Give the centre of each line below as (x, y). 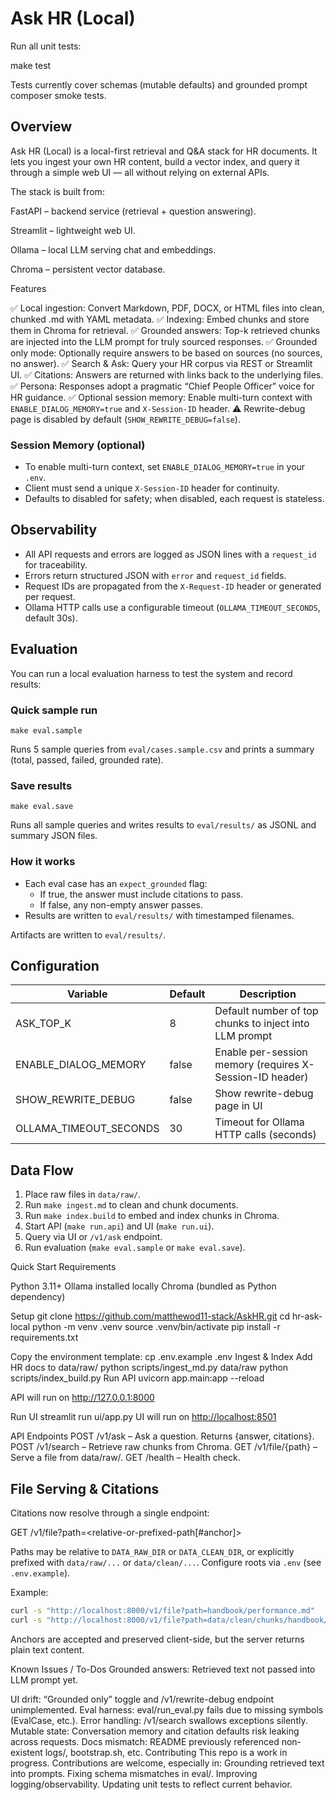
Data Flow (42, 1170)
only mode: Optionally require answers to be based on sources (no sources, (166, 353)
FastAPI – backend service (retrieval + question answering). (133, 211)
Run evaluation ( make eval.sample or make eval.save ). (135, 1248)
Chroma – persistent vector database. (88, 269)
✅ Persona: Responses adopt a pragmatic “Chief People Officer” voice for (162, 386)
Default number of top (266, 1011)
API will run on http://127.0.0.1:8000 (82, 1398)
